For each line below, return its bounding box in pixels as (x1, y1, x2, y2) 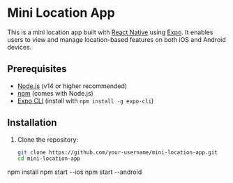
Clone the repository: (17, 135, 79, 144)
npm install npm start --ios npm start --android (7, 168, 142, 176)
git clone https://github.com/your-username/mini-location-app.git (17, 149, 218, 156)
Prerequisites (7, 63, 67, 75)
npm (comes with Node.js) (17, 89, 94, 97)
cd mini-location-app (17, 155, 80, 162)
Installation (7, 117, 57, 129)
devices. (7, 43, 32, 51)
